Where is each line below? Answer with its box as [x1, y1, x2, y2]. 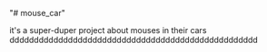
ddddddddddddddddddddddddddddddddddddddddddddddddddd [9, 35, 259, 45]
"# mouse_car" [9, 8, 65, 18]
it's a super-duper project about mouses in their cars [9, 25, 207, 35]
